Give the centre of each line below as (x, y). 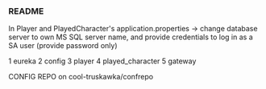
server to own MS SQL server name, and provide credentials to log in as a (131, 37)
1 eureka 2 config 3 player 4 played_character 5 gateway (102, 61)
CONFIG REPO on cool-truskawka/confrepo (81, 77)
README (26, 11)
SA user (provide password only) (63, 46)
